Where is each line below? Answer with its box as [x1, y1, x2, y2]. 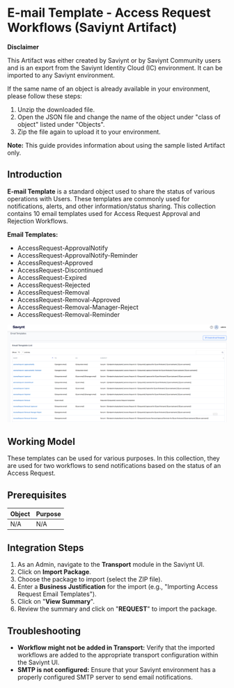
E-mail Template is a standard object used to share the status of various [7, 187, 215, 196]
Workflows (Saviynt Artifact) [7, 19, 178, 36]
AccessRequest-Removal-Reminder [17, 310, 120, 318]
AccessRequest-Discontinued [17, 266, 103, 274]
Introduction [7, 169, 63, 180]
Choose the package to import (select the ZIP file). [17, 575, 162, 584]
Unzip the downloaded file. [17, 105, 95, 114]
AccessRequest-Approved [17, 258, 93, 267]
